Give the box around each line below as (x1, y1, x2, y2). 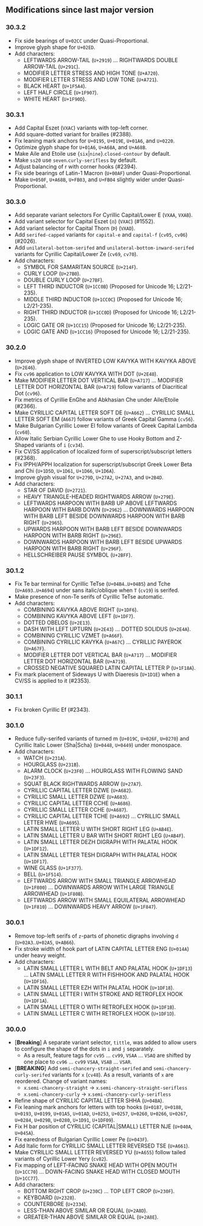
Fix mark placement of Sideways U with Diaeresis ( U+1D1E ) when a (14, 670, 181, 678)
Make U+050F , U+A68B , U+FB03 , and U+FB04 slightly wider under (14, 176, 167, 183)
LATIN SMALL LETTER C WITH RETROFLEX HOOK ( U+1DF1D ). (23, 1009, 176, 1017)
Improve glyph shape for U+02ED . (14, 43, 95, 51)
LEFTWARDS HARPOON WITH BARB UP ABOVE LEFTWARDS (23, 499, 177, 507)
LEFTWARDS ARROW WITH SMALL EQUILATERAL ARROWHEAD (23, 897, 186, 904)
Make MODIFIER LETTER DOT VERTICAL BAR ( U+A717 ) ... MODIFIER (14, 377, 184, 384)
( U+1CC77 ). (14, 1174, 40, 1182)
